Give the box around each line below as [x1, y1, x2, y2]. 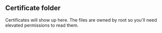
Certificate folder [5, 4, 61, 12]
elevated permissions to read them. [5, 22, 79, 28]
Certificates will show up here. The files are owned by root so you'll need [5, 17, 157, 23]
